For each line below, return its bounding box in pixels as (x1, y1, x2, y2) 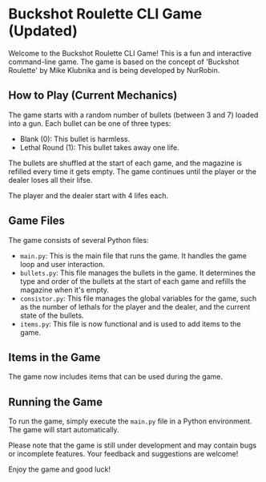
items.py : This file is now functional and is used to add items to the (19, 318, 242, 329)
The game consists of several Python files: (8, 235, 149, 245)
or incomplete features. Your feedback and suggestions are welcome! (8, 449, 239, 459)
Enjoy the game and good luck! (8, 464, 111, 474)
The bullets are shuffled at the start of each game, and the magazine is (8, 158, 243, 168)
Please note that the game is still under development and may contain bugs (8, 440, 257, 450)
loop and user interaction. (19, 259, 106, 269)
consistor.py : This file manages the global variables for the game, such (19, 294, 257, 303)
